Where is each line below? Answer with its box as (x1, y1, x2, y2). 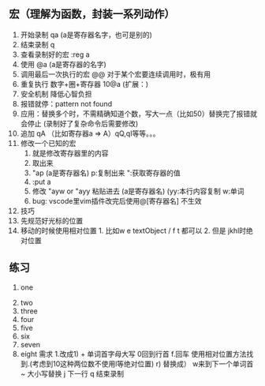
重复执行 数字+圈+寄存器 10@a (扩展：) (20, 79, 149, 88)
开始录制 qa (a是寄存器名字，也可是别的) (20, 30, 153, 39)
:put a (32, 177, 51, 186)
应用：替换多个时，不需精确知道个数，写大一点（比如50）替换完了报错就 (20, 109, 257, 118)
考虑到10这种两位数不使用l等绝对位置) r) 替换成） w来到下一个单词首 (32, 358, 254, 369)
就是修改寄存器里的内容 (32, 148, 109, 158)
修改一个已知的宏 (20, 138, 77, 148)
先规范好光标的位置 (20, 215, 84, 225)
